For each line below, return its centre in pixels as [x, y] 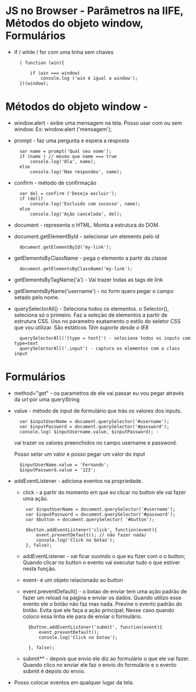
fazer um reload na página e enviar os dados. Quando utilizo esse [102, 597]
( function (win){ [42, 63]
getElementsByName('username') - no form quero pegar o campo [94, 291]
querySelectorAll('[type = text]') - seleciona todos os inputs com [105, 338]
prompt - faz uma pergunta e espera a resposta [72, 140]
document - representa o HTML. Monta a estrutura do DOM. [87, 225]
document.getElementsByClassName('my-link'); [76, 268]
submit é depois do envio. [54, 671]
